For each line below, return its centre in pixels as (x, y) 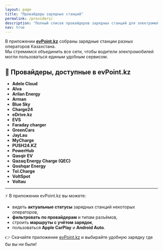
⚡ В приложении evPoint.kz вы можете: (46, 196)
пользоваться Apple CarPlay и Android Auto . (58, 227)
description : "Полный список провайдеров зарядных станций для (70, 23)
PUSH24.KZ (24, 145)
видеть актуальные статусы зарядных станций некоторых (73, 207)
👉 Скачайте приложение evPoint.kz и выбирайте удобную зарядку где (79, 237)
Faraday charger (29, 125)
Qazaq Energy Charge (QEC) (41, 161)
